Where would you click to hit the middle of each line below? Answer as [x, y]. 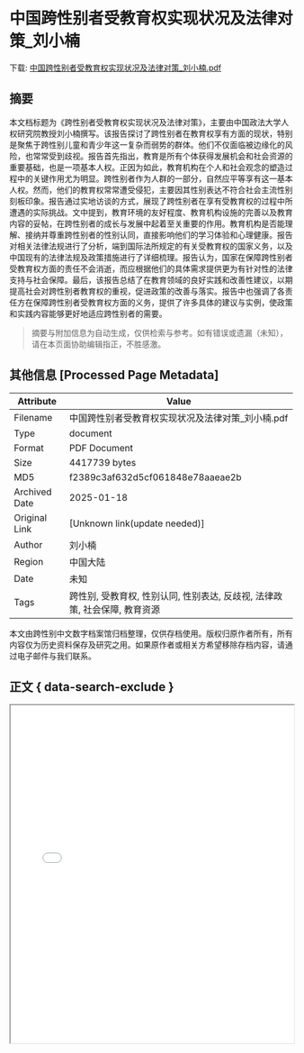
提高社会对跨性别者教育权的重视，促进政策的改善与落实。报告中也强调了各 [147, 291]
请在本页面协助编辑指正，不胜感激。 [98, 344]
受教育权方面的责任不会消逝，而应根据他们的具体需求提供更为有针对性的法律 [151, 268]
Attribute [37, 401]
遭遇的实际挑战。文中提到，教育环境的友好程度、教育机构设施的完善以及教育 [151, 212]
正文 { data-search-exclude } [92, 687]
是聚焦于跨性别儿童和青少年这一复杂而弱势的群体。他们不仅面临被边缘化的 [147, 144]
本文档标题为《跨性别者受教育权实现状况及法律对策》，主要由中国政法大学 [145, 122]
